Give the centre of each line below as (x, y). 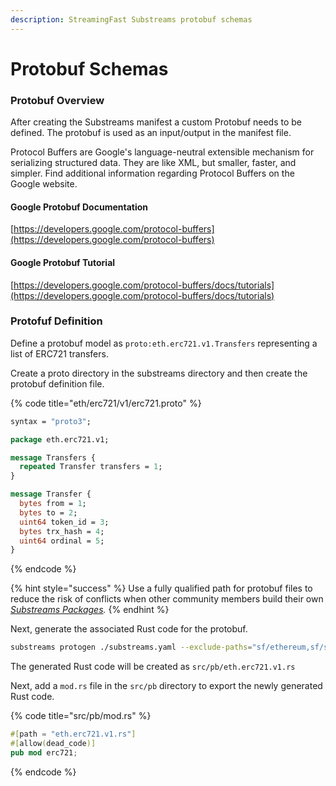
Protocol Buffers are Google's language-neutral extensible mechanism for (162, 152)
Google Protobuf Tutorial (63, 262)
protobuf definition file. (57, 383)
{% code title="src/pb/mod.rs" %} (81, 716)
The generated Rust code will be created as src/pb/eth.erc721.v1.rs (153, 667)
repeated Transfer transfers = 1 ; (91, 467)
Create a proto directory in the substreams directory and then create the (159, 373)
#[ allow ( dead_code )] (53, 744)
